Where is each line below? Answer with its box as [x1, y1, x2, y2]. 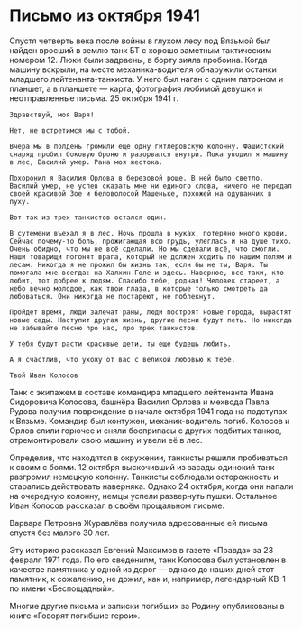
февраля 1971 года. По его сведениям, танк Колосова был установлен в [9, 554, 287, 565]
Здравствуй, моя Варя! [9, 110, 95, 119]
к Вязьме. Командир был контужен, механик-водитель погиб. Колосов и [9, 415, 290, 426]
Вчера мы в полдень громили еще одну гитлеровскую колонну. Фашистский [9, 142, 284, 151]
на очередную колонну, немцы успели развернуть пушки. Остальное [9, 490, 278, 501]
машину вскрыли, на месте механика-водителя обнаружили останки [9, 64, 277, 75]
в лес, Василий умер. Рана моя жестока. [9, 157, 164, 167]
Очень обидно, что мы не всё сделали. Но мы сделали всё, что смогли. [9, 245, 280, 254]
